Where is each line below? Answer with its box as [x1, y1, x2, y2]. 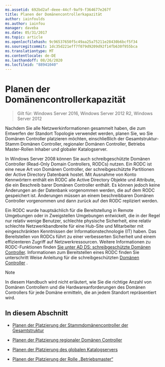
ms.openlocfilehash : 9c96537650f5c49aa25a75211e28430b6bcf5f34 [5, 40, 138, 44]
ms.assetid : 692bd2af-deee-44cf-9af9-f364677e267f [5, 7, 111, 12]
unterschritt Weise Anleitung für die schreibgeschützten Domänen [5, 255, 139, 261]
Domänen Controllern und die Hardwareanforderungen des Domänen [5, 285, 146, 290]
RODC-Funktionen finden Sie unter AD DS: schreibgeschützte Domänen [5, 244, 151, 250]
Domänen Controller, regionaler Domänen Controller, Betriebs [20, 141, 145, 147]
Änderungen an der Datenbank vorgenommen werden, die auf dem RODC [5, 187, 155, 193]
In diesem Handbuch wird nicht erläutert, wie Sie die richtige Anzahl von [5, 279, 152, 285]
